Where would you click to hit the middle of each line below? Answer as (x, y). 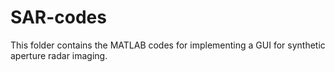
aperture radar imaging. (59, 55)
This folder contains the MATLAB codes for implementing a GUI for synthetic (168, 45)
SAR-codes (58, 17)
